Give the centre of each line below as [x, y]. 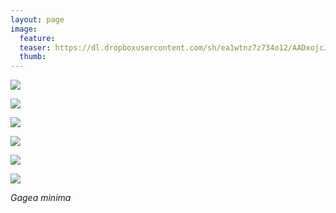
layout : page [37, 19]
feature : [37, 38]
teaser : [35, 47]
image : [24, 29]
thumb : [33, 57]
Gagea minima [41, 198]
